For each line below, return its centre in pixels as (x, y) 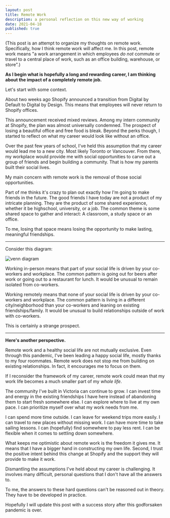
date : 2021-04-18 (24, 24)
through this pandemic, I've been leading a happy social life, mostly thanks (83, 356)
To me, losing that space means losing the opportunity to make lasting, (79, 229)
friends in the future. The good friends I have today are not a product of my (83, 198)
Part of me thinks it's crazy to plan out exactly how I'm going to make (77, 192)
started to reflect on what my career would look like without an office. (78, 136)
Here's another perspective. (35, 340)
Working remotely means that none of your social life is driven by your (78, 294)
